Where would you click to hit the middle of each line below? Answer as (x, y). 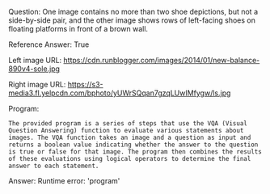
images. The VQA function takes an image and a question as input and (130, 137)
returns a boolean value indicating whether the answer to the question (133, 145)
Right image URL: (37, 84)
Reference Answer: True (49, 44)
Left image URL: (35, 60)
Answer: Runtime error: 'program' (64, 181)
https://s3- (85, 84)
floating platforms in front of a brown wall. (78, 29)
